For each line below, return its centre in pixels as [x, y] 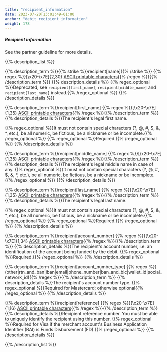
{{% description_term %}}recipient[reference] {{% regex [63, 303]
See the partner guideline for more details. [49, 52]
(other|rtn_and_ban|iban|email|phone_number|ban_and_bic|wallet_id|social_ [83, 272]
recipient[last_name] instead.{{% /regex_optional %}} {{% [66, 93]
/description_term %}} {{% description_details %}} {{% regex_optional [77, 82]
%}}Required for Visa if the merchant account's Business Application [76, 324]
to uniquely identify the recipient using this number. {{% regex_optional [78, 319]
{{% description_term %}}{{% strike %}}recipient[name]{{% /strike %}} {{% [83, 72]
